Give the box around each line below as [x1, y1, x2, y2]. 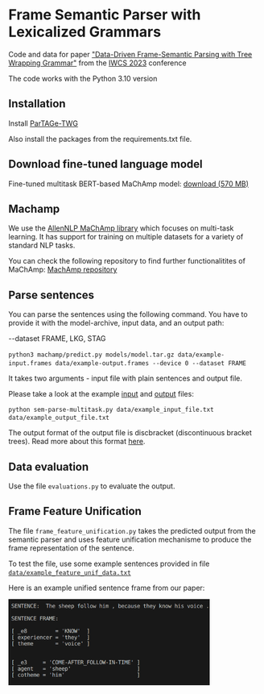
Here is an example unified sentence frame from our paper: [8, 583, 205, 592]
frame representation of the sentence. [8, 542, 134, 553]
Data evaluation [8, 459, 89, 473]
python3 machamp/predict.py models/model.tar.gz [8, 351, 175, 359]
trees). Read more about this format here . [8, 437, 146, 447]
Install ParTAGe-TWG [8, 118, 79, 128]
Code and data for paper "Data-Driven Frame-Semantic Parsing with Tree [8, 49, 253, 59]
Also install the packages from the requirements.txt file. [8, 134, 192, 143]
